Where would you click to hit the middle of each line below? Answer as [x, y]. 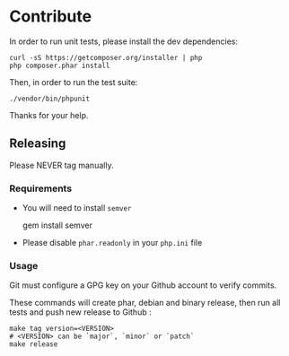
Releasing [38, 144]
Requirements [41, 188]
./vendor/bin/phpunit [50, 99]
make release [34, 344]
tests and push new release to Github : [80, 312]
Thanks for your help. [49, 115]
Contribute [51, 17]
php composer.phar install [60, 65]
